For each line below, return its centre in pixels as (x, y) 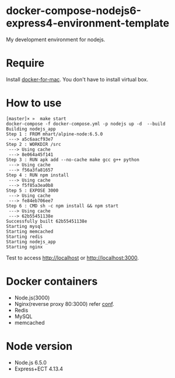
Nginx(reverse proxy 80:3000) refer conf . (64, 304)
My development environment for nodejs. (56, 39)
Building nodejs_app (31, 129)
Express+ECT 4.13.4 (38, 369)
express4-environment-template (88, 23)
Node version (39, 346)
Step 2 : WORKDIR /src (34, 144)
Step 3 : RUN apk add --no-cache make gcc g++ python (73, 159)
